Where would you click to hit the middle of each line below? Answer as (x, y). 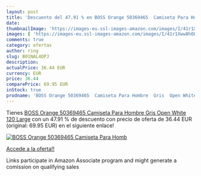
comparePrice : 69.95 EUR (37, 85)
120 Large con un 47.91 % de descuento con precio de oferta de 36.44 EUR (99, 119)
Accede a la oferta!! (31, 148)
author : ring (22, 51)
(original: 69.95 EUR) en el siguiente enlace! (60, 125)
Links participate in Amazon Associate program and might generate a (92, 160)
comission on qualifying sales (43, 166)
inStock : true (24, 90)
